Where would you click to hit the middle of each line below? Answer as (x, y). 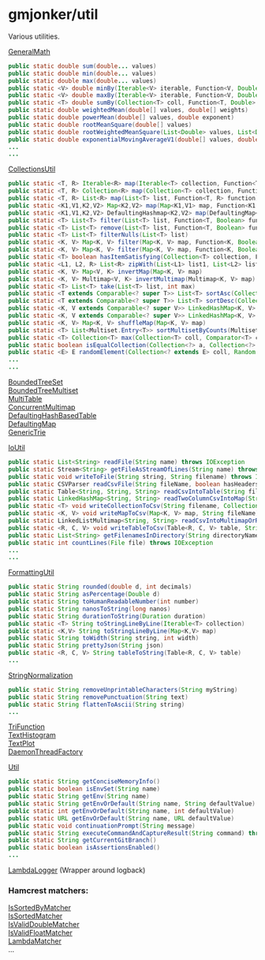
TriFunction (27, 727)
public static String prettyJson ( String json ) (86, 646)
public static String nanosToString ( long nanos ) (90, 609)
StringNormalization (41, 675)
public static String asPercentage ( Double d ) (84, 594)
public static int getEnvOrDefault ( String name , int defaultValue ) (121, 811)
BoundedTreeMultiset (43, 390)
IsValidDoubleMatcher (44, 925)
